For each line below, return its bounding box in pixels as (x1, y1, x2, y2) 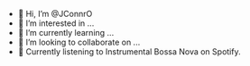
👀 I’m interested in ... (17, 18, 95, 29)
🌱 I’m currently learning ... (17, 28, 115, 37)
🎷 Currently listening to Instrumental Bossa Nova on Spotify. (17, 46, 241, 57)
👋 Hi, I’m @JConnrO (17, 9, 93, 19)
